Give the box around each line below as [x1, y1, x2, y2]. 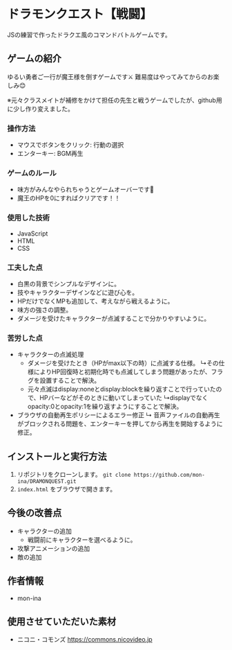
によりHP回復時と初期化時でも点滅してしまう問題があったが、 [33, 368, 211, 376]
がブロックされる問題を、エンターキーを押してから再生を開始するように [17, 420, 223, 428]
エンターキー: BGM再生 [17, 150, 84, 158]
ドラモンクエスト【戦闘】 [7, 6, 153, 22]
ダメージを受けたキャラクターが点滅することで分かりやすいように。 [17, 314, 211, 322]
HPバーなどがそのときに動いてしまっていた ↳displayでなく [39, 394, 209, 402]
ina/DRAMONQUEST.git [17, 478, 77, 485]
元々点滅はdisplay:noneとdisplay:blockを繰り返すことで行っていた [27, 385, 216, 394]
